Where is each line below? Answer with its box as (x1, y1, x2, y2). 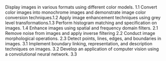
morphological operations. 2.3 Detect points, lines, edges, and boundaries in (5, 35, 162, 41)
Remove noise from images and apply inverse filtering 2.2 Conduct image (5, 30, 155, 36)
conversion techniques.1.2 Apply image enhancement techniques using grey (5, 15, 161, 20)
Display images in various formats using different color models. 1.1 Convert (5, 4, 158, 10)
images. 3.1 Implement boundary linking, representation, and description (5, 41, 153, 46)
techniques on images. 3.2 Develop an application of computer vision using (5, 46, 159, 52)
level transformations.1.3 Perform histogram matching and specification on (5, 20, 157, 26)
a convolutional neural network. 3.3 (5, 51, 77, 57)
